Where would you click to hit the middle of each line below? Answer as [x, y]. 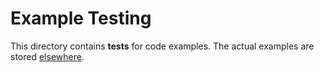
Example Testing [81, 18]
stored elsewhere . [47, 56]
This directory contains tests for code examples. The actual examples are [162, 46]
